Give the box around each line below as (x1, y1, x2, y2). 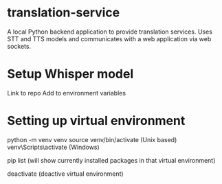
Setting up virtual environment (7, 113, 186, 128)
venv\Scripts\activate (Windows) (7, 143, 100, 151)
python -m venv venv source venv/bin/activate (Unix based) (7, 135, 177, 143)
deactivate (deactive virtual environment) (7, 170, 124, 178)
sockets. (7, 42, 32, 50)
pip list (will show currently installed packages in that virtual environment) (7, 156, 216, 164)
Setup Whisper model (7, 67, 134, 82)
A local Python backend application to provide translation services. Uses (7, 27, 213, 36)
